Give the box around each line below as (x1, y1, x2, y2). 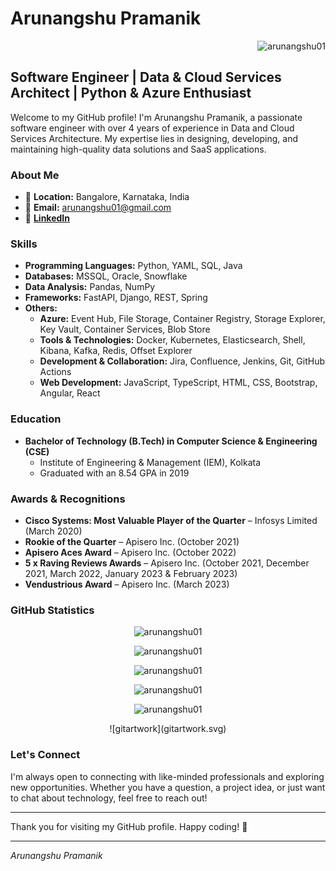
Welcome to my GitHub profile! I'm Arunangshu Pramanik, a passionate (10, 111, 303, 123)
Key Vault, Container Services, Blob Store (39, 323, 211, 336)
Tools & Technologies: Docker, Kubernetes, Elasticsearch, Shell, (39, 334, 306, 346)
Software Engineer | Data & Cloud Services (10, 69, 282, 86)
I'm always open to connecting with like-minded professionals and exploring (10, 770, 325, 782)
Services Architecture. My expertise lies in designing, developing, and (10, 132, 299, 144)
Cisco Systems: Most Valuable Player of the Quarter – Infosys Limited (24, 514, 318, 526)
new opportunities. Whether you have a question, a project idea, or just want (10, 781, 326, 793)
